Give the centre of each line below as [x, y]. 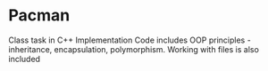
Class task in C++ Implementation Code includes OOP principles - [130, 40]
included [25, 59]
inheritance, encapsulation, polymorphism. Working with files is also [134, 49]
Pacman [39, 16]
